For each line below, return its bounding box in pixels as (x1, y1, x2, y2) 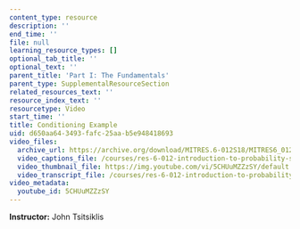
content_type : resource (9, 12, 98, 22)
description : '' (9, 21, 70, 30)
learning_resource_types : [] (9, 46, 118, 55)
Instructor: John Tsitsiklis (9, 211, 104, 222)
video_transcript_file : (17, 170, 105, 179)
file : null (9, 37, 50, 47)
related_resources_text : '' (9, 87, 114, 96)
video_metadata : (9, 179, 70, 188)
